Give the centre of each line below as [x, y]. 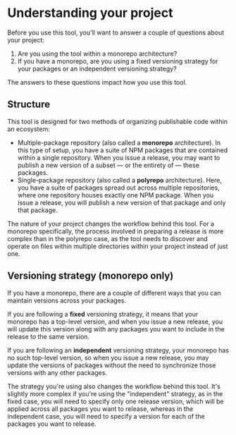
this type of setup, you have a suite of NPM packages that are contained [123, 150]
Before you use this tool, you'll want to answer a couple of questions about [116, 32]
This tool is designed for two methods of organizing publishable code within [117, 121]
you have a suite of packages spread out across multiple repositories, [118, 188]
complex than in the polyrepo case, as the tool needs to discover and [107, 238]
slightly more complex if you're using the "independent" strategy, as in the [115, 393]
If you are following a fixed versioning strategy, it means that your [103, 314]
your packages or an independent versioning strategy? [97, 68]
